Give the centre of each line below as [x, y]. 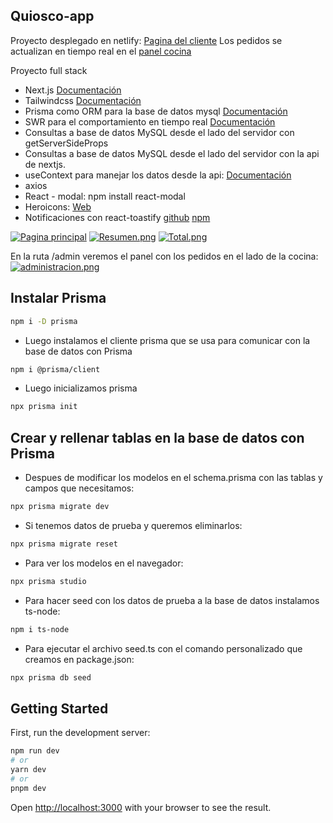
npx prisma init [44, 407]
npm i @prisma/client [55, 369]
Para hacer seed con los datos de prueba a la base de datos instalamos [172, 600]
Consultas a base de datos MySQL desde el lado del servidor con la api [172, 153]
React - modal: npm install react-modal [105, 196]
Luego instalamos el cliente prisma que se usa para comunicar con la [167, 340]
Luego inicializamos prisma [81, 388]
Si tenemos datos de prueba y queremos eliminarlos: [133, 525]
